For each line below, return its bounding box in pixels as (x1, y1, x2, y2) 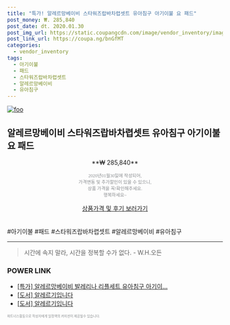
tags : (7, 55, 23, 62)
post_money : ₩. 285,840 (7, 16, 75, 23)
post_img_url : (7, 29, 48, 36)
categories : (7, 42, 41, 49)
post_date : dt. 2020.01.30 (7, 23, 84, 29)
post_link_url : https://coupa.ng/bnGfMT (7, 36, 125, 43)
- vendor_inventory (13, 49, 69, 56)
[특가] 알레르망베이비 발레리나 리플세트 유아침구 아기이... (16, 282, 168, 291)
